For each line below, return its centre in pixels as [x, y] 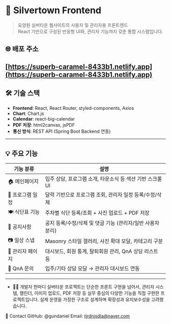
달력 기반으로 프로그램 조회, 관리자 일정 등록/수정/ [101, 195]
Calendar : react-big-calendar [44, 119]
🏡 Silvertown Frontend [53, 10]
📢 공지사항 [20, 227]
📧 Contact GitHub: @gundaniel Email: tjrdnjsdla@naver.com [68, 316]
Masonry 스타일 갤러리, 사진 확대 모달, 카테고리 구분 [104, 241]
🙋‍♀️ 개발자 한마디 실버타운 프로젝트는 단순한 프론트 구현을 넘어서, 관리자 [83, 287]
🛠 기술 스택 [22, 93]
